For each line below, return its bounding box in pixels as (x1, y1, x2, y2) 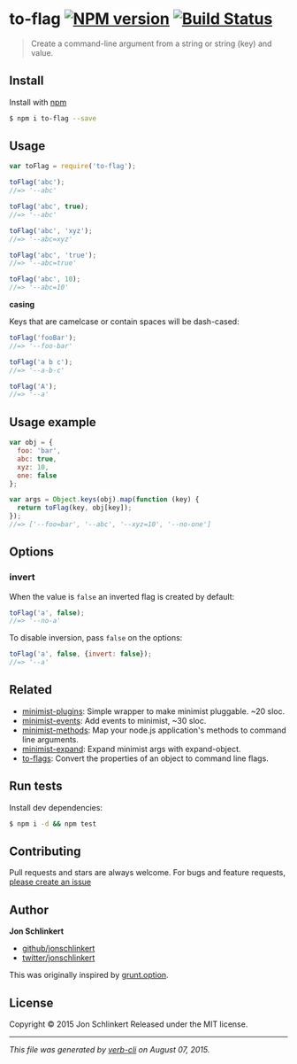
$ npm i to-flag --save (9, 113, 97, 123)
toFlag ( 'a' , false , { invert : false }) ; (9, 649, 152, 659)
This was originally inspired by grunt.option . (9, 970, 170, 981)
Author (9, 902, 49, 917)
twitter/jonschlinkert (21, 952, 95, 963)
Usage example (9, 415, 97, 430)
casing (9, 299, 35, 310)
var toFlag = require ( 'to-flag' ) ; (9, 162, 137, 171)
